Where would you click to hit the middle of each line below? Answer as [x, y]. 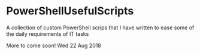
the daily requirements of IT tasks [48, 33]
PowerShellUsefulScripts [70, 11]
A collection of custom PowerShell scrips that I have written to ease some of [100, 27]
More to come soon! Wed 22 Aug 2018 [54, 45]
